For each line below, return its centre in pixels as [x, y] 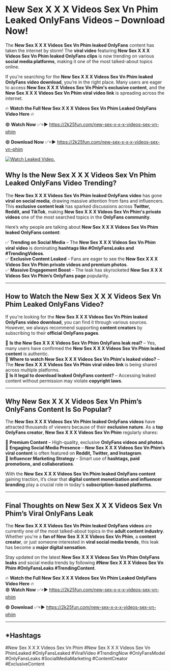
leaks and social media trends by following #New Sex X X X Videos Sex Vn [84, 563]
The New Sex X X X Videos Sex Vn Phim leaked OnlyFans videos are [79, 526]
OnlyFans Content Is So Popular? [59, 409]
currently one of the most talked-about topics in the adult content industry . [85, 531]
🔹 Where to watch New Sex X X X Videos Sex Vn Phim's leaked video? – [82, 359]
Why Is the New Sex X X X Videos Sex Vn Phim [81, 175]
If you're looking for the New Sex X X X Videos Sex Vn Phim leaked [76, 316]
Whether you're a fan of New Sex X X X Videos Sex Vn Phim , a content [81, 536]
